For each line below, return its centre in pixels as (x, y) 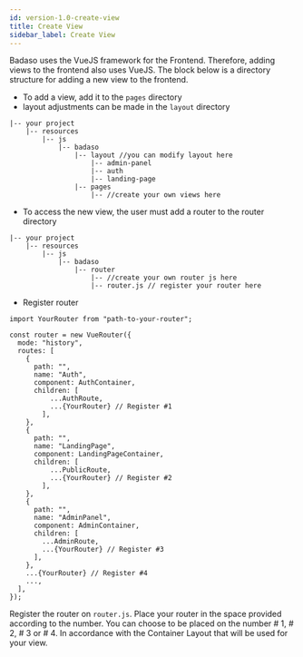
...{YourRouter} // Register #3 (103, 550)
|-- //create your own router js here (164, 278)
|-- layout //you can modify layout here (153, 155)
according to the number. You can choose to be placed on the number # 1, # (152, 623)
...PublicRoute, (80, 470)
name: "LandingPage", (74, 446)
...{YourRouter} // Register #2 (111, 478)
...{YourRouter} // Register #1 (111, 407)
